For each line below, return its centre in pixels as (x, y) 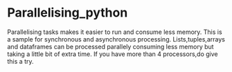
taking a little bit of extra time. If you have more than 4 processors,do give (113, 54)
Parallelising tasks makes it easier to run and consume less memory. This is (115, 32)
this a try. (20, 61)
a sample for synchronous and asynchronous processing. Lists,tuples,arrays (116, 39)
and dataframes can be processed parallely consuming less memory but (110, 46)
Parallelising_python (68, 13)
